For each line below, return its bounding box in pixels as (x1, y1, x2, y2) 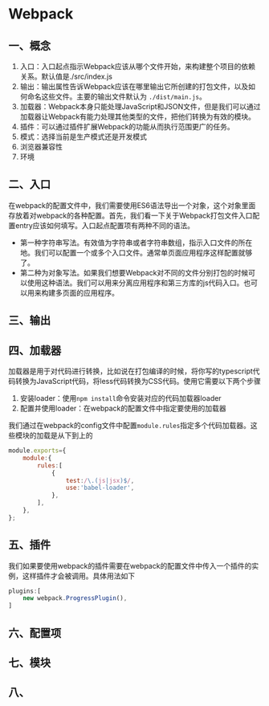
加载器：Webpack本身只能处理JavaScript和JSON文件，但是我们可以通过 (19, 102, 261, 111)
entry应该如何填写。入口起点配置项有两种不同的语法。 (14, 220, 195, 230)
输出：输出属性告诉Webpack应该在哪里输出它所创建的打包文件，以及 (19, 82, 249, 91)
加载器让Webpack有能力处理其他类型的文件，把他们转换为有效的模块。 (19, 112, 255, 121)
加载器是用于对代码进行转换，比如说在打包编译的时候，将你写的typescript (8, 366, 253, 376)
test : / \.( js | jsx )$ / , (65, 476, 135, 484)
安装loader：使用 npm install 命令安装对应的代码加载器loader (19, 394, 222, 403)
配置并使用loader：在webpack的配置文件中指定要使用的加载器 (19, 403, 226, 414)
